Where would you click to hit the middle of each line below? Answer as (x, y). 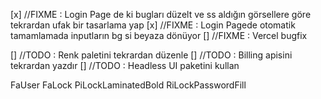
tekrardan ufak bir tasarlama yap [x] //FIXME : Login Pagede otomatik (153, 25)
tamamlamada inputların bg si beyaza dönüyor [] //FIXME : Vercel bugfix (159, 35)
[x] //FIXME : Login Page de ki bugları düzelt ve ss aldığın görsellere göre (161, 14)
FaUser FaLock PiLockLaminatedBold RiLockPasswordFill (128, 85)
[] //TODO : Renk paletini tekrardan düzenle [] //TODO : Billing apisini (151, 55)
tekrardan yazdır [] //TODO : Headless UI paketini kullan (125, 65)
